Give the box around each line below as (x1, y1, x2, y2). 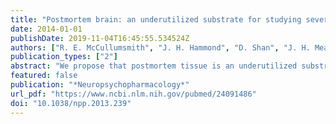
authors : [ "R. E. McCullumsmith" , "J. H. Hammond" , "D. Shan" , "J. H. (10, 42, 311, 53)
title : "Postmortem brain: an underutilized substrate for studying (10, 14, 302, 25)
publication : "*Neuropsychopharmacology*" (10, 80, 190, 90)
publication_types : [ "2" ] (10, 52, 118, 62)
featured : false (10, 71, 78, 81)
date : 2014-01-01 (10, 24, 83, 34)
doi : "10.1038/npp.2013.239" (10, 98, 132, 108)
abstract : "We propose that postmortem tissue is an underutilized (10, 61, 298, 71)
